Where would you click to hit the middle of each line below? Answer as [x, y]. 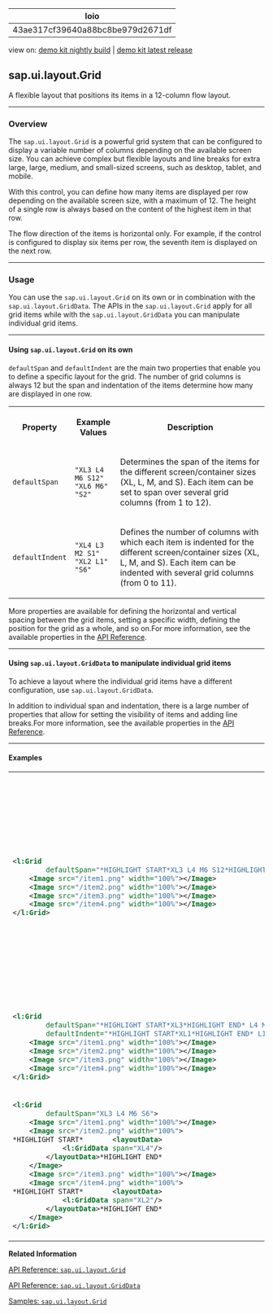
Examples [26, 758]
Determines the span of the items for [190, 462]
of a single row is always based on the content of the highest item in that [130, 209]
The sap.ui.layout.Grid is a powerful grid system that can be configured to [135, 142]
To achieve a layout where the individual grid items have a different [121, 681]
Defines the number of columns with [189, 532]
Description [190, 427]
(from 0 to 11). [148, 583]
